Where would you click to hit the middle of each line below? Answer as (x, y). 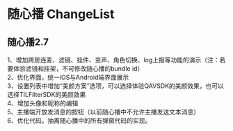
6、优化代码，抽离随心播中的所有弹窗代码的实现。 (79, 121)
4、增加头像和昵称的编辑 (43, 103)
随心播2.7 (28, 42)
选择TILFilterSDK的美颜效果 (47, 95)
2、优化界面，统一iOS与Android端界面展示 (68, 77)
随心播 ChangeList (61, 14)
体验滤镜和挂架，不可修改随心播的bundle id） (78, 69)
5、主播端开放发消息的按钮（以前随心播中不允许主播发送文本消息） (104, 112)
